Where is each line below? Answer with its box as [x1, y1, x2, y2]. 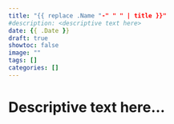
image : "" [8, 49, 42, 57]
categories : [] [8, 64, 59, 72]
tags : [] [8, 57, 38, 65]
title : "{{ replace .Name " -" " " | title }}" [8, 11, 167, 20]
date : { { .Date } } [8, 26, 70, 34]
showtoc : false [8, 42, 59, 50]
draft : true [8, 34, 48, 42]
